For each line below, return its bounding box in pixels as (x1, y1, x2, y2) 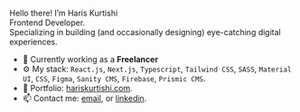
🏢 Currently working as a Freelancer (22, 54, 159, 64)
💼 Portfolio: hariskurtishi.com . (22, 83, 133, 93)
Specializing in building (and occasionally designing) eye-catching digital (9, 27, 282, 37)
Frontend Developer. (9, 17, 86, 28)
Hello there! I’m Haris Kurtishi (9, 8, 118, 18)
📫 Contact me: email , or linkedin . (22, 93, 147, 103)
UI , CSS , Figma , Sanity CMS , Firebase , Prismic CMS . (22, 73, 206, 84)
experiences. (9, 36, 59, 47)
